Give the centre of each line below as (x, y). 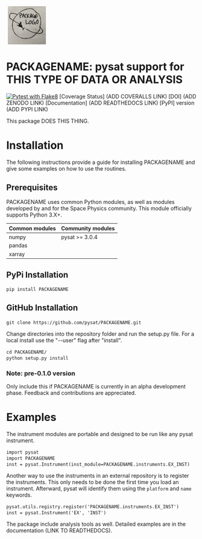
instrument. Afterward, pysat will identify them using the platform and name (99, 489)
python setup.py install (37, 358)
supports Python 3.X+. (34, 215)
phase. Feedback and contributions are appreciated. (71, 393)
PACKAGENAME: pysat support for (95, 67)
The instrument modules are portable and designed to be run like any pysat (100, 434)
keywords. (19, 495)
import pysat (23, 452)
